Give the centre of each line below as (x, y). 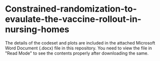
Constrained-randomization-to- (71, 9)
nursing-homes (37, 30)
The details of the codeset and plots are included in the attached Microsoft (80, 43)
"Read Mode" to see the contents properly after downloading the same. (77, 53)
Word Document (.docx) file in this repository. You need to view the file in (79, 48)
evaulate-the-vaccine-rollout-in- (73, 19)
